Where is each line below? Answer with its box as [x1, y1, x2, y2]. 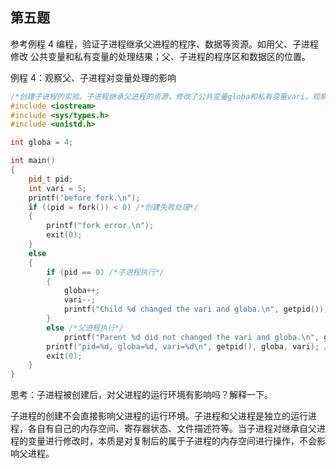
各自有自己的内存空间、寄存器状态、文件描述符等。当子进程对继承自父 [27, 423, 317, 435]
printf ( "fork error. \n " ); [46, 221, 155, 231]
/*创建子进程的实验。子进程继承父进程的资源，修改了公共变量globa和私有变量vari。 [10, 91, 313, 102]
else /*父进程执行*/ [46, 323, 125, 333]
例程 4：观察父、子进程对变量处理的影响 [10, 71, 177, 83]
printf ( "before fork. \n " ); [28, 193, 141, 203]
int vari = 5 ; [28, 183, 87, 193]
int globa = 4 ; [10, 138, 74, 148]
